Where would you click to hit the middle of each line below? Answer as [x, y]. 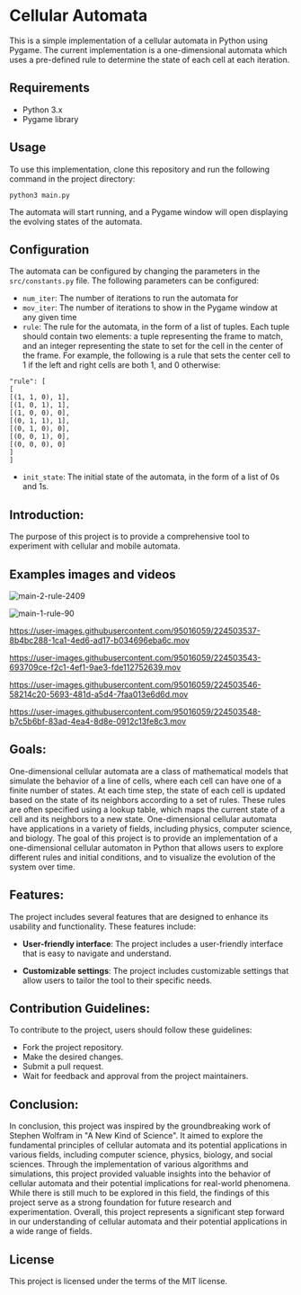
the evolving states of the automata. [76, 221]
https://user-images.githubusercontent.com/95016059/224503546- [135, 685]
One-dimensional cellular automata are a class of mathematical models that [149, 771]
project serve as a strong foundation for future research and [120, 1202]
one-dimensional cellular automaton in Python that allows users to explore [146, 847]
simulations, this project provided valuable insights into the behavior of [140, 1174]
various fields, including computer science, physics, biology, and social [141, 1155]
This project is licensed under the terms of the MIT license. [118, 1282]
